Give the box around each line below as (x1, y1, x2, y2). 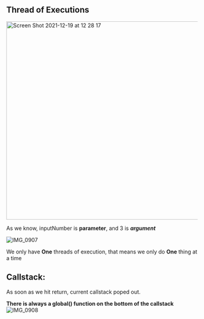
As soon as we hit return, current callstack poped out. (6, 288, 141, 295)
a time (6, 254, 22, 261)
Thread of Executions (6, 5, 90, 15)
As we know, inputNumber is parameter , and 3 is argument (6, 224, 156, 232)
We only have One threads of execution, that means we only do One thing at (6, 248, 197, 255)
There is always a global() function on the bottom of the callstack (6, 300, 174, 307)
